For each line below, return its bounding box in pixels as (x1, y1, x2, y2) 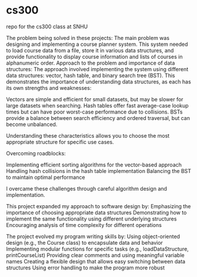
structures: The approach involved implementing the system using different (6, 65, 189, 72)
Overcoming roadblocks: (6, 149, 66, 156)
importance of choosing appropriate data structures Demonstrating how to (6, 209, 187, 216)
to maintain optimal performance (6, 173, 85, 181)
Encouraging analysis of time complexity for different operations (6, 221, 162, 228)
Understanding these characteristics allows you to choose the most (6, 132, 170, 139)
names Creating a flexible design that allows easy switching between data (6, 258, 186, 265)
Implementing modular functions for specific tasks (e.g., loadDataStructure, (6, 245, 189, 252)
